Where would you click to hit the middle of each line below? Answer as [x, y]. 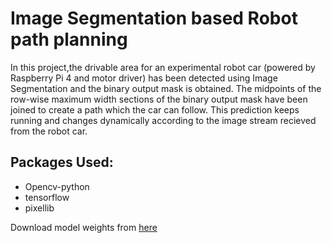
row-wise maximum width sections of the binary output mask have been [159, 99]
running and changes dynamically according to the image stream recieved [163, 120]
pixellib [39, 208]
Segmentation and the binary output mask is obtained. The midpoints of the [166, 88]
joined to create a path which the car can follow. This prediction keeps [155, 109]
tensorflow [47, 197]
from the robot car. [49, 131]
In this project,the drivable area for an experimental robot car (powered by [163, 67]
